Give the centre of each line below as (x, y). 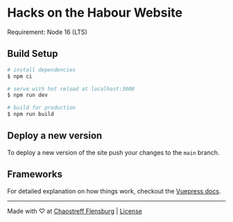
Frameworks (35, 174)
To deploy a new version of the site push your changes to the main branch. (113, 152)
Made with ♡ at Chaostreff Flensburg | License (75, 211)
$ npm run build (31, 114)
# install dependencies (42, 70)
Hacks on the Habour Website (95, 13)
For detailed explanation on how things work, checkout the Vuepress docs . (114, 191)
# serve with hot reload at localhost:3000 (71, 89)
